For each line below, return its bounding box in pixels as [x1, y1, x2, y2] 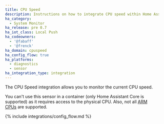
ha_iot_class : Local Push [5, 30, 58, 35]
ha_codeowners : [5, 35, 36, 40]
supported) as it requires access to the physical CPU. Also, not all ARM [5, 99, 148, 104]
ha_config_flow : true [5, 52, 49, 58]
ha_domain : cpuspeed [5, 48, 47, 53]
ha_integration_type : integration [5, 71, 76, 76]
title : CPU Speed [5, 7, 41, 12]
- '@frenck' [9, 43, 34, 48]
